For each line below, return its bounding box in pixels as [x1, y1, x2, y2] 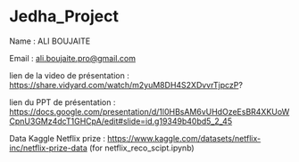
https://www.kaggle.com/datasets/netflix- [106, 133, 262, 143]
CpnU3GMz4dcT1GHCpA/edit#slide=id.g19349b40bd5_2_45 [9, 116, 233, 126]
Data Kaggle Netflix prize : [9, 133, 105, 143]
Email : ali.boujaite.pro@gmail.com [9, 53, 137, 63]
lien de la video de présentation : [9, 69, 129, 81]
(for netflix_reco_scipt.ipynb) [88, 142, 195, 153]
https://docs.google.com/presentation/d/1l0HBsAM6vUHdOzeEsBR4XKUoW [9, 106, 290, 117]
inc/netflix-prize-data [9, 142, 87, 153]
